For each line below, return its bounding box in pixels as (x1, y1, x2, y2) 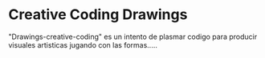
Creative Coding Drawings (8, 6, 188, 24)
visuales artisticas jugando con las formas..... (8, 40, 158, 49)
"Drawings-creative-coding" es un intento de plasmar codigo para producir (8, 32, 258, 41)
